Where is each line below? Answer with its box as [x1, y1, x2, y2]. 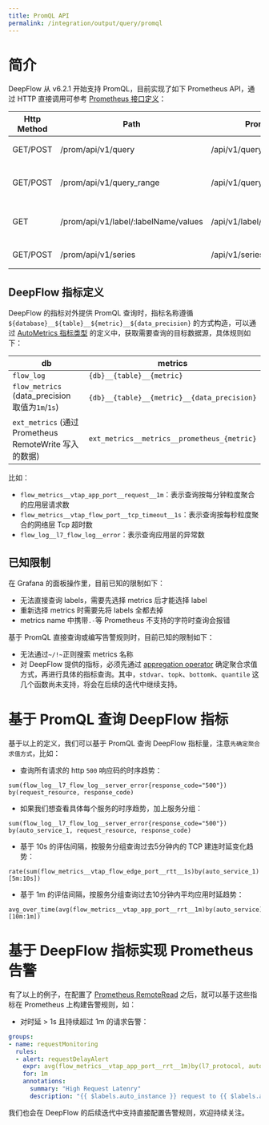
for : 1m [22, 1070, 48, 1078]
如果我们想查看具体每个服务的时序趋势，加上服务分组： [19, 804, 203, 813]
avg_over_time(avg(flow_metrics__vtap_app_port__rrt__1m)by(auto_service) [8, 906, 263, 914]
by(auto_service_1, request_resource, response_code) [8, 826, 192, 834]
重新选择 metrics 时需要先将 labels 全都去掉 [19, 605, 164, 615]
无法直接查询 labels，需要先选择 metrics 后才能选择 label [19, 596, 207, 605]
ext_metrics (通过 [12, 417, 79, 428]
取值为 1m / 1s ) [12, 402, 59, 413]
